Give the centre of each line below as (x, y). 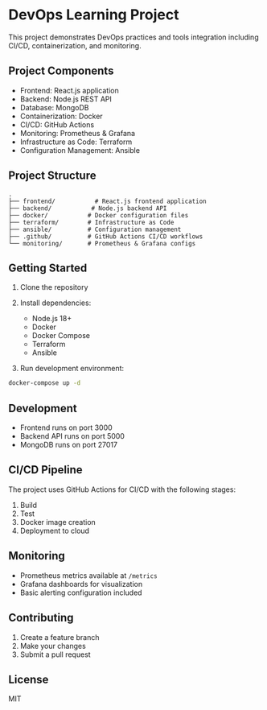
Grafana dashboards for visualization (81, 584)
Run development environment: (72, 369)
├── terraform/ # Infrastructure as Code (91, 222)
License (29, 679)
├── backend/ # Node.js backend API (88, 208)
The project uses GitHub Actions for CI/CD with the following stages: (122, 489)
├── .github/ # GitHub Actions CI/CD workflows (106, 236)
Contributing (41, 618)
